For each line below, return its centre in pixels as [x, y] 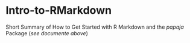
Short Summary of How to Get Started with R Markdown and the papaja [95, 27]
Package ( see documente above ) [47, 33]
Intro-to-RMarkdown [59, 10]
